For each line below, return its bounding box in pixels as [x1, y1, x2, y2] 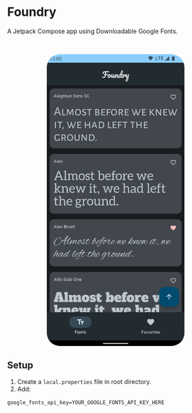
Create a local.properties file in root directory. [17, 378, 151, 386]
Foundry [7, 4, 57, 20]
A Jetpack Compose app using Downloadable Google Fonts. [7, 27, 178, 35]
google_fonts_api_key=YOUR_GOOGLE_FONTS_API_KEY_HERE [7, 399, 165, 406]
